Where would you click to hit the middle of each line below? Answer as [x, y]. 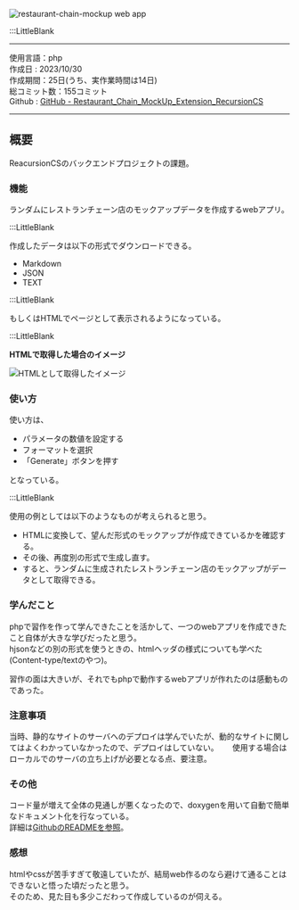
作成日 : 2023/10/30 [46, 69]
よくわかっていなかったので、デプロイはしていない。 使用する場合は [156, 748]
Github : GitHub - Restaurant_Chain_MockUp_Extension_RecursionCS [137, 101]
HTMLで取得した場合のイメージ [68, 355]
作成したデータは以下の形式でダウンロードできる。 [103, 246]
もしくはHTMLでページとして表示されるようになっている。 [117, 318]
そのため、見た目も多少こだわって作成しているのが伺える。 [118, 896]
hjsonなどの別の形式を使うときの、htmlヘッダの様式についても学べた [136, 649]
